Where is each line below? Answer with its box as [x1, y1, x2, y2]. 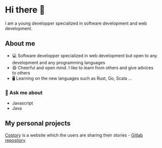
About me [5, 40, 35, 48]
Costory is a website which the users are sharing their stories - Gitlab [5, 132, 143, 138]
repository [5, 137, 26, 143]
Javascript [12, 100, 33, 106]
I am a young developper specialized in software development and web [5, 20, 147, 26]
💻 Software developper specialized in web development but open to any [12, 53, 157, 59]
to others [12, 70, 30, 75]
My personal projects [5, 119, 71, 128]
